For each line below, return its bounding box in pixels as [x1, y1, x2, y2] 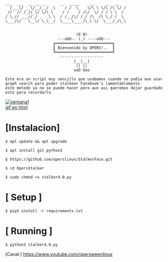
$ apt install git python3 [5, 148, 63, 153]
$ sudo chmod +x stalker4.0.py [5, 174, 72, 179]
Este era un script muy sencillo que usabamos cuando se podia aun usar [5, 76, 163, 82]
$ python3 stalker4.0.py [5, 242, 58, 247]
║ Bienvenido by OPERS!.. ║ [53, 45, 115, 50]
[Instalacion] [5, 122, 60, 134]
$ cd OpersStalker [5, 166, 44, 171]
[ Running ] [5, 225, 52, 237]
